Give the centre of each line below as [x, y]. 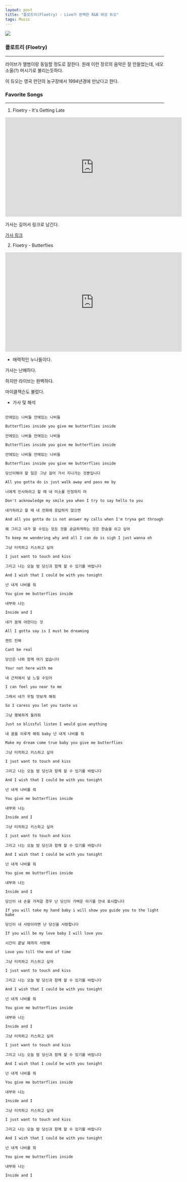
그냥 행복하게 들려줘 [23, 715]
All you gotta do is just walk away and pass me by [60, 482]
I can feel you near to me [34, 687]
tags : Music [18, 19]
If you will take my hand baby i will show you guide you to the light [82, 910]
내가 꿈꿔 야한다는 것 [24, 622]
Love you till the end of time [38, 952]
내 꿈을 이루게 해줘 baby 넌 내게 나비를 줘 [45, 734]
